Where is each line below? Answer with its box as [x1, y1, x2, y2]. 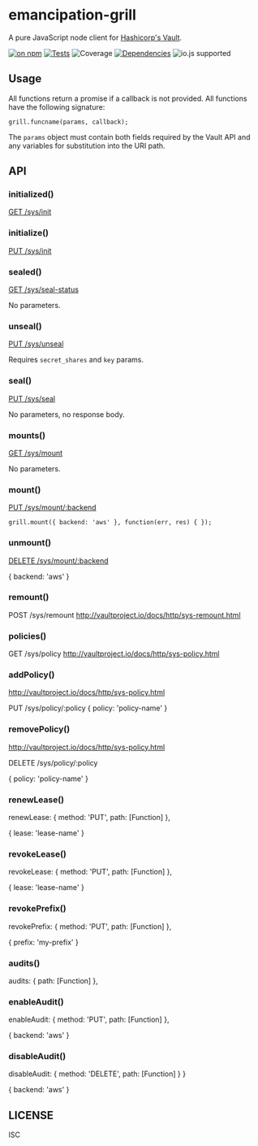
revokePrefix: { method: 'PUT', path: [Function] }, [8, 921, 172, 931]
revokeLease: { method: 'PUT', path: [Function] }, [8, 867, 173, 877]
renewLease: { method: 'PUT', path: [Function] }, [8, 813, 170, 822]
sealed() [8, 266, 42, 277]
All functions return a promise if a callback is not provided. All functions [8, 93, 247, 103]
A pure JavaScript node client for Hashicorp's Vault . [8, 33, 183, 42]
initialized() [8, 189, 54, 200]
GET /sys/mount [8, 448, 63, 458]
